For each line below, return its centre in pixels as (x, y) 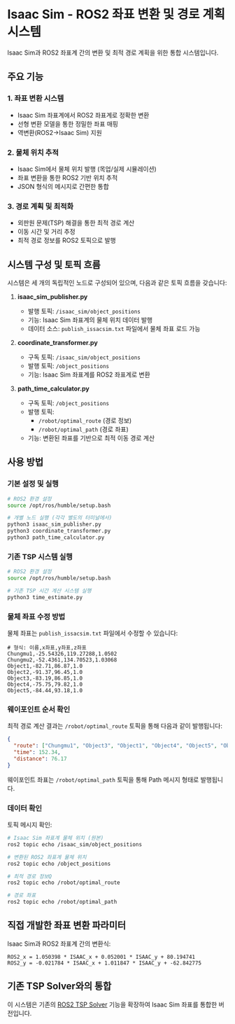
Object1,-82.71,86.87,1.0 (45, 666)
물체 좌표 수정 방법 (36, 617)
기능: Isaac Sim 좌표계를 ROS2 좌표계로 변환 (89, 374)
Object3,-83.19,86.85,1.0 (45, 679)
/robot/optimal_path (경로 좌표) (84, 429)
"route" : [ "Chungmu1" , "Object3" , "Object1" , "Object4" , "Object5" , (115, 746)
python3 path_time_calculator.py (56, 538)
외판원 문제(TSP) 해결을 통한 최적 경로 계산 (76, 223)
